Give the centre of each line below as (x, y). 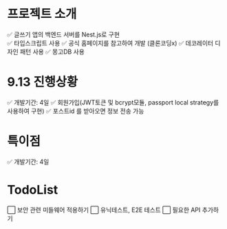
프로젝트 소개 (42, 14)
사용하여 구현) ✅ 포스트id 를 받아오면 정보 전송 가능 (76, 111)
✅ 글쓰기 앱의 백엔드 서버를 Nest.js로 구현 (64, 34)
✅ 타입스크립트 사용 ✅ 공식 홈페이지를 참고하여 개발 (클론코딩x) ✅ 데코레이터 (110, 43)
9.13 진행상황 (43, 82)
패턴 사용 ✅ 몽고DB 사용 (52, 52)
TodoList (33, 190)
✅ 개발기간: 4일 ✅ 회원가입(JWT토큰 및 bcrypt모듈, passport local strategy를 (113, 102)
